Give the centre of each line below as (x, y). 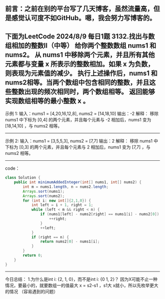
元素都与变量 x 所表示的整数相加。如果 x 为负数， (80, 64)
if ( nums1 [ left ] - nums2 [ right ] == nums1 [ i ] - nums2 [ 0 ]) (100, 214)
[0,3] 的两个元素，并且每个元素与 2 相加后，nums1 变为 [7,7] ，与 (85, 147)
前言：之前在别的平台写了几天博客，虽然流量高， (79, 9)
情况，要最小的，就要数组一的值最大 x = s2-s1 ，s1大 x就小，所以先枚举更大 (82, 285)
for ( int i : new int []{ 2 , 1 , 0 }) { (57, 201)
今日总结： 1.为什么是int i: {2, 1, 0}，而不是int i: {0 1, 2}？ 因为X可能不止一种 (82, 279)
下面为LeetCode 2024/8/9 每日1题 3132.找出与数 (80, 36)
